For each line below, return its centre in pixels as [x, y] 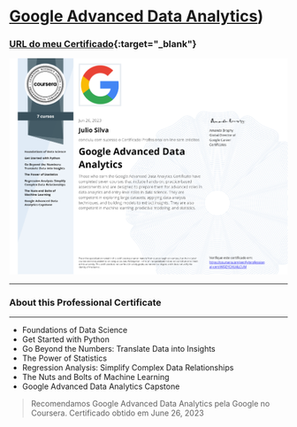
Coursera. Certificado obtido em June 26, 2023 [118, 413]
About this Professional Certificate [85, 303]
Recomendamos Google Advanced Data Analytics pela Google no [150, 404]
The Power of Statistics [65, 358]
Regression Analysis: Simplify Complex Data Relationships [128, 368]
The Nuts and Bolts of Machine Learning [95, 377]
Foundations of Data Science [75, 330]
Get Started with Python [66, 339]
